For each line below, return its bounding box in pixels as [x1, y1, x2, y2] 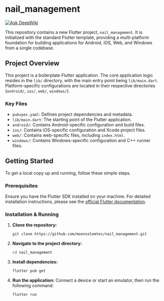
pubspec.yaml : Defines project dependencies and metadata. [12, 112, 133, 118]
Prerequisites [5, 182, 38, 189]
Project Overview [5, 59, 60, 67]
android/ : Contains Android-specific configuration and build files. [12, 122, 145, 128]
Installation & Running [5, 211, 59, 218]
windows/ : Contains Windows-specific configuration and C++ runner [12, 138, 151, 144]
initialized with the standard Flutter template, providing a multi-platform [5, 34, 149, 40]
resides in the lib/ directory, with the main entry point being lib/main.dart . [5, 77, 159, 83]
